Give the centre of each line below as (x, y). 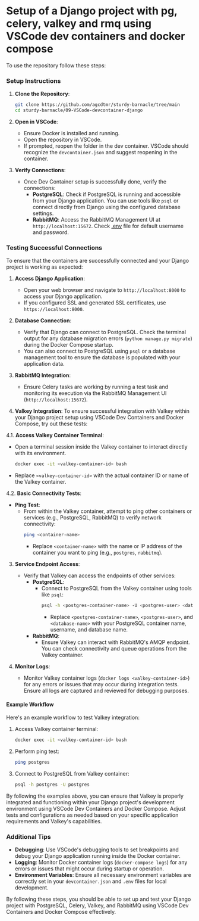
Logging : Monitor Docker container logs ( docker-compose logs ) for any (101, 863)
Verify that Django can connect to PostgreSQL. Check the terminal (105, 332)
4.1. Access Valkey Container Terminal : (55, 435)
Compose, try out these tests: (51, 424)
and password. (51, 232)
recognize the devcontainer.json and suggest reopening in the (100, 152)
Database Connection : (43, 321)
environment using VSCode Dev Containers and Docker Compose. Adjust (96, 808)
